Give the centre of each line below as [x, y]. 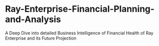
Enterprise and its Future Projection [41, 38]
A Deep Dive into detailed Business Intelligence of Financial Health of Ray [79, 33]
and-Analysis [33, 19]
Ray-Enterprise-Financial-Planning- [80, 9]
